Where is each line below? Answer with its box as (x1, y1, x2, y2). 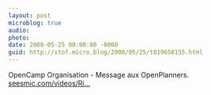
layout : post (8, 11, 51, 20)
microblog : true (8, 19, 62, 27)
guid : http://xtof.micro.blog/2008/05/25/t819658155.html (8, 48, 203, 56)
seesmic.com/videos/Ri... (8, 78, 91, 88)
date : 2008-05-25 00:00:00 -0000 (8, 41, 119, 49)
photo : (8, 33, 30, 42)
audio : (8, 26, 30, 34)
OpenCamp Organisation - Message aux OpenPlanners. (8, 70, 190, 79)
